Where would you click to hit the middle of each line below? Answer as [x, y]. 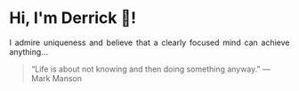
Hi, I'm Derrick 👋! [73, 18]
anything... [29, 51]
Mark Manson [57, 78]
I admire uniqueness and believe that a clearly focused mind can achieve [149, 42]
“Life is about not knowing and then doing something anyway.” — [151, 69]
